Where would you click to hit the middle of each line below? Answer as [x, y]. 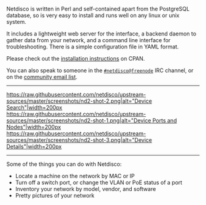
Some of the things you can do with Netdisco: [64, 164]
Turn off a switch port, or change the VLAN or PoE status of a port [99, 182]
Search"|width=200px [34, 107]
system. [16, 22]
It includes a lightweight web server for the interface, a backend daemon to [101, 34]
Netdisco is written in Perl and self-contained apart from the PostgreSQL [98, 9]
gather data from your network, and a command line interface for [89, 40]
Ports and [165, 121]
